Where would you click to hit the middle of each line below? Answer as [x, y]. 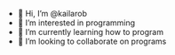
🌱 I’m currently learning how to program [91, 32]
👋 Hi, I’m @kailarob [52, 14]
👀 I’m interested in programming [76, 23]
